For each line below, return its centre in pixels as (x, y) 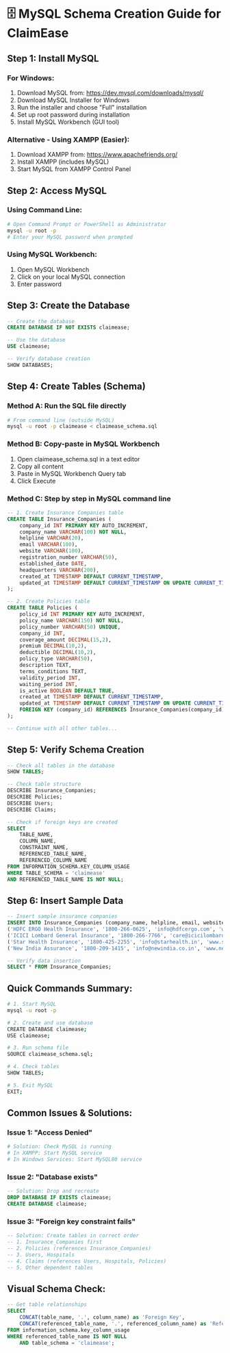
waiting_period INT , (49, 684)
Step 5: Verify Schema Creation (76, 750)
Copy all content (40, 466)
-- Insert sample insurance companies (62, 916)
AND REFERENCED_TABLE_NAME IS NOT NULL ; (66, 879)
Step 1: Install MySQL (53, 59)
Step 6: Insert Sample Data (65, 901)
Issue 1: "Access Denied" (50, 1133)
